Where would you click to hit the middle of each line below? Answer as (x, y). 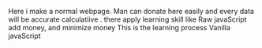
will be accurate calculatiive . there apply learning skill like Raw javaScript (127, 19)
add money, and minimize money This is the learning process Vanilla (120, 27)
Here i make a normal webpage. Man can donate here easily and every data (131, 11)
